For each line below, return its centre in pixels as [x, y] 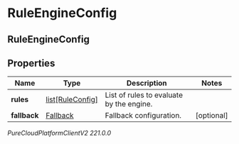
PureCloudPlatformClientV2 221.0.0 [59, 133]
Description [147, 83]
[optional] [212, 116]
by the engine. [129, 104]
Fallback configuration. [143, 116]
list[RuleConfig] [72, 99]
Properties [31, 63]
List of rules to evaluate [144, 95]
